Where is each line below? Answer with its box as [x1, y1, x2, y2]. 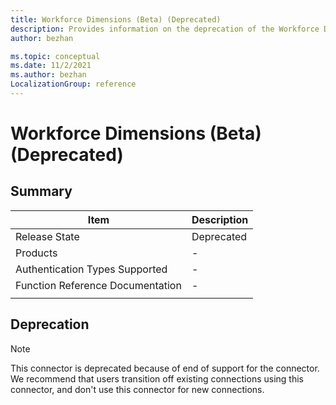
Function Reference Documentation [15, 278, 182, 292]
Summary [10, 183, 73, 200]
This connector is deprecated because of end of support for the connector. [10, 362, 320, 374]
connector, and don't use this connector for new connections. [10, 383, 265, 395]
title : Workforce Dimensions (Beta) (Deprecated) [10, 14, 222, 25]
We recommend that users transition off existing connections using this [10, 372, 304, 385]
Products [15, 246, 58, 260]
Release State [15, 229, 80, 243]
